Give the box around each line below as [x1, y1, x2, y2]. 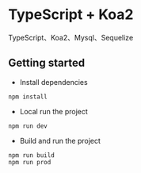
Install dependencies [19, 77, 89, 86]
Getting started [8, 56, 86, 70]
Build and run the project [19, 136, 101, 145]
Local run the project [19, 106, 89, 116]
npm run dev [8, 121, 48, 130]
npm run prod [8, 158, 51, 166]
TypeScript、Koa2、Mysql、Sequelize [8, 33, 134, 42]
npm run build [8, 151, 55, 160]
